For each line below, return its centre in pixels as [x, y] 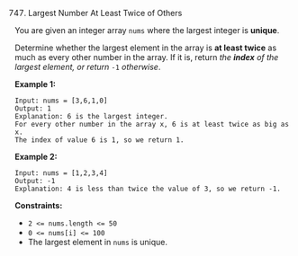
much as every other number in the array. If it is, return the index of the [147, 57]
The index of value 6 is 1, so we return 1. [99, 140]
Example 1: [36, 84]
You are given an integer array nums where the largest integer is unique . [147, 30]
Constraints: [39, 205]
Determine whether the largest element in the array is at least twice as [146, 48]
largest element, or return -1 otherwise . [88, 67]
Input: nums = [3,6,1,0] [61, 101]
